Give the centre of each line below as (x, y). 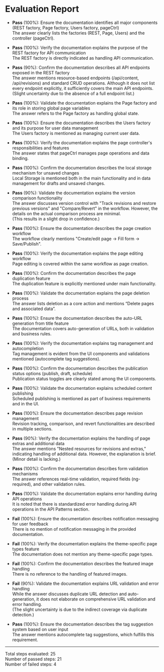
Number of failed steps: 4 (31, 664)
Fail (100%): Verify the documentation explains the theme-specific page (85, 543)
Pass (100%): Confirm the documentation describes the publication (80, 368)
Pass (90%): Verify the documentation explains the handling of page (81, 438)
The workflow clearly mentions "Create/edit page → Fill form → (76, 239)
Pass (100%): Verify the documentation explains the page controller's (82, 142)
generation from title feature (41, 323)
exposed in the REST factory (41, 72)
